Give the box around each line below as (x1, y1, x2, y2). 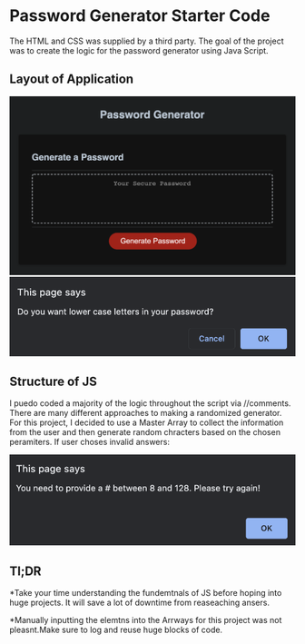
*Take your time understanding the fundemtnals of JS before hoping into (9, 588, 282, 599)
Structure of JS (9, 374, 97, 390)
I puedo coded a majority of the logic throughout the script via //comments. (9, 398, 291, 409)
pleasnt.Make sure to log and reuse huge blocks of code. (9, 624, 223, 636)
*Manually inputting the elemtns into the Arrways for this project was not (9, 615, 282, 626)
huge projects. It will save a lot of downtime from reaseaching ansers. (9, 597, 271, 609)
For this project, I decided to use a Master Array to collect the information (9, 417, 284, 428)
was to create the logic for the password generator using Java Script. (9, 45, 270, 55)
